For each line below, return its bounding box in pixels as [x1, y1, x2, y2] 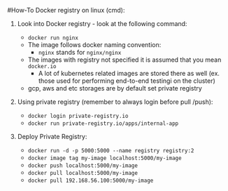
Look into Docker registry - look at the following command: [17, 20, 187, 27]
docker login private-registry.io [27, 112, 129, 119]
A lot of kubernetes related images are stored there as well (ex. [38, 70, 220, 77]
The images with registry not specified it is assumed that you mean [27, 55, 222, 64]
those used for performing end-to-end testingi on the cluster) [38, 77, 215, 85]
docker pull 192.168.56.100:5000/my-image [27, 177, 154, 184]
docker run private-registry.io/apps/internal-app [27, 120, 179, 127]
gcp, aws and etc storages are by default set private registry [27, 84, 203, 92]
